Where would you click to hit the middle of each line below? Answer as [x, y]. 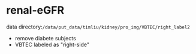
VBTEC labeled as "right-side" [52, 45]
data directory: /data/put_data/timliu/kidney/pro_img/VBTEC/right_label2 [98, 27]
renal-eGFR [35, 10]
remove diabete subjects [45, 38]
